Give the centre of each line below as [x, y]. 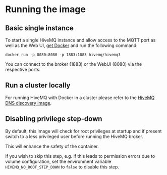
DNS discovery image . [29, 103]
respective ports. [23, 70]
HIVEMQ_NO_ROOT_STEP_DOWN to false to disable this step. [62, 167]
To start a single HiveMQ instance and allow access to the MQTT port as [80, 40]
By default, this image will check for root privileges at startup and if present [83, 131]
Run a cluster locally [38, 85]
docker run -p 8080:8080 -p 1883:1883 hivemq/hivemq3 [63, 55]
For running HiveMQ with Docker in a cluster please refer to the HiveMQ [80, 98]
